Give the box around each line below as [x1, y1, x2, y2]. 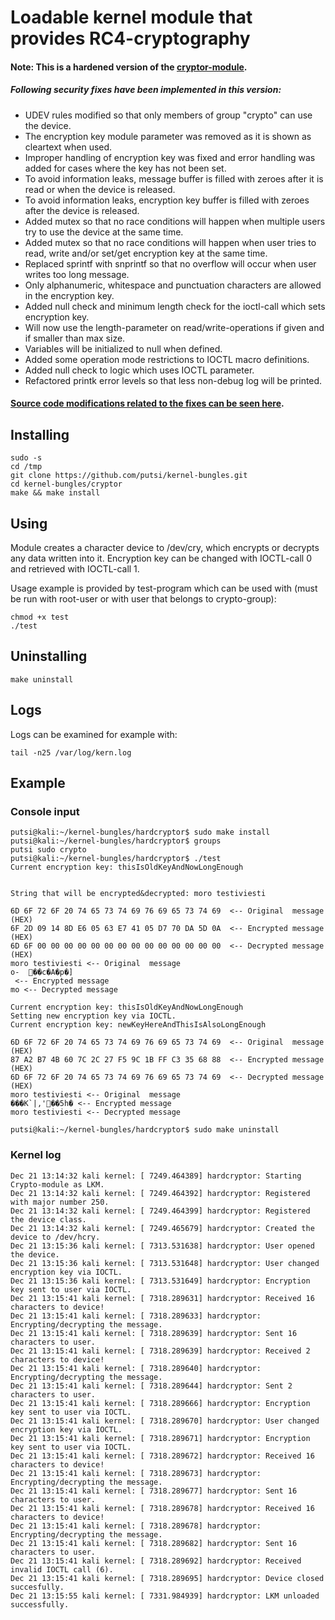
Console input [10, 804, 80, 818]
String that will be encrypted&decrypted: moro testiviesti [10, 889, 267, 899]
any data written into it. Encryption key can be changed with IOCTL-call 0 [10, 552, 313, 564]
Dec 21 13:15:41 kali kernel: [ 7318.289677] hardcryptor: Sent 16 [10, 1486, 298, 1496]
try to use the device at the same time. [24, 226, 184, 238]
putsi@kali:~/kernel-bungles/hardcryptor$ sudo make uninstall [10, 1125, 280, 1135]
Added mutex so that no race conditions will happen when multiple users [24, 215, 326, 227]
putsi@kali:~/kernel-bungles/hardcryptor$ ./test [10, 854, 222, 864]
